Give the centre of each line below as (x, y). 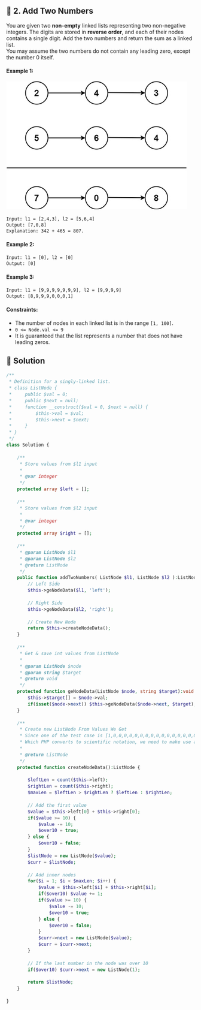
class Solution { (28, 445)
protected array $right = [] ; (55, 533)
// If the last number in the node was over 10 (88, 963)
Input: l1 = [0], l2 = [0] (40, 258)
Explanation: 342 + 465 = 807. (45, 231)
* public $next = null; (44, 400)
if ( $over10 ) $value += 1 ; (70, 894)
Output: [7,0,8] (26, 225)
